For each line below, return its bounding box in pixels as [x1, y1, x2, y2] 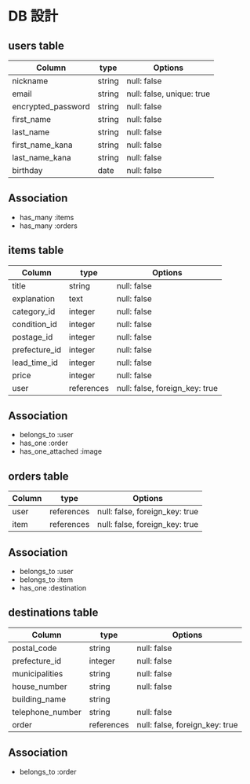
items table [8, 244, 64, 257]
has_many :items [19, 212, 74, 222]
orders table [8, 469, 69, 483]
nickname [12, 75, 49, 86]
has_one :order [19, 438, 68, 448]
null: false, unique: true [126, 88, 210, 99]
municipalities [12, 668, 63, 679]
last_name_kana [12, 153, 72, 163]
